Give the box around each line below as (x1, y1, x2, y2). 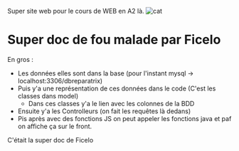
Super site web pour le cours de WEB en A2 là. (7, 7, 144, 15)
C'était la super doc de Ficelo (7, 135, 94, 144)
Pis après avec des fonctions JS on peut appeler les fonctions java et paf (17, 114, 232, 123)
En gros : (7, 55, 34, 63)
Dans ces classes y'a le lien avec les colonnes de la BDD (28, 99, 195, 108)
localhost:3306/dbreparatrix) (17, 76, 103, 85)
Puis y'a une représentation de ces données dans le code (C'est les (17, 84, 216, 93)
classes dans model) (17, 91, 79, 100)
